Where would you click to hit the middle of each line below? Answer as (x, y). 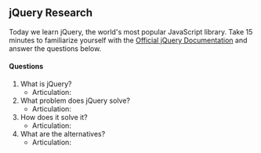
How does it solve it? (54, 118)
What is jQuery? (46, 84)
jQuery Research (51, 13)
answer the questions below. (55, 48)
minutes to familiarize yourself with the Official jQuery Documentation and (128, 40)
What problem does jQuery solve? (75, 100)
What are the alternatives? (63, 134)
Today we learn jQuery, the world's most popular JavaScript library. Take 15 (131, 31)
